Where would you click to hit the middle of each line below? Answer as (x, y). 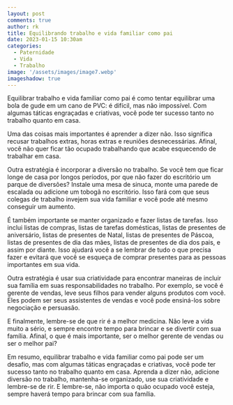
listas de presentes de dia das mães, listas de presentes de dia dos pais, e (114, 243)
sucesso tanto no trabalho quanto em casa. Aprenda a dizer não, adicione (113, 372)
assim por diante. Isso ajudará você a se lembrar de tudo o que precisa (109, 250)
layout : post (26, 14)
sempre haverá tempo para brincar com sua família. (81, 394)
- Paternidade (34, 53)
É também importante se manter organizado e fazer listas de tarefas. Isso (113, 220)
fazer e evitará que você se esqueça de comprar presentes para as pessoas (117, 257)
